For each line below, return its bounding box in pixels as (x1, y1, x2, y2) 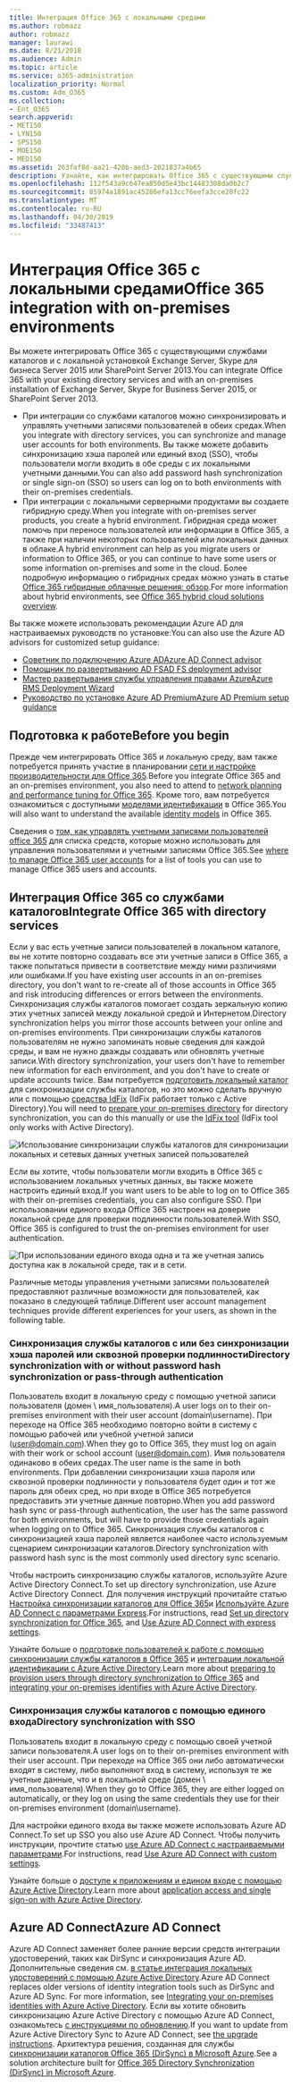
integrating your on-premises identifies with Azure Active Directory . (9, 1682, 258, 1693)
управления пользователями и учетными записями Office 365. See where (9, 845, 289, 856)
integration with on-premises (9, 297, 230, 317)
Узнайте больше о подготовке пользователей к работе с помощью (9, 1644, 265, 1655)
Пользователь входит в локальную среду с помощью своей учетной (9, 1736, 272, 1746)
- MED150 (9, 154, 42, 164)
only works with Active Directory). (9, 1122, 135, 1133)
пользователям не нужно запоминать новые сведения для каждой (9, 1036, 265, 1047)
